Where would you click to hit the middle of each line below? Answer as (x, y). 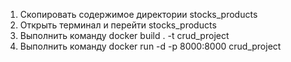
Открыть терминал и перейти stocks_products (118, 25)
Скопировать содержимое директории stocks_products (138, 14)
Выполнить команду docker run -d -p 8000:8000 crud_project (150, 46)
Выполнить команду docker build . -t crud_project (124, 35)
